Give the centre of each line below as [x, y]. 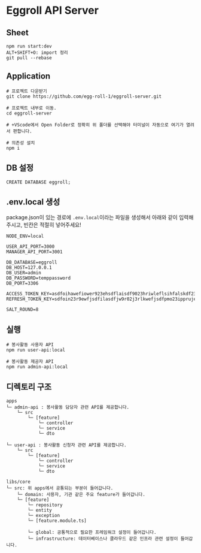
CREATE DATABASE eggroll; [38, 182]
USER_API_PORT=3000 [31, 247]
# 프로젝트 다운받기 [27, 91]
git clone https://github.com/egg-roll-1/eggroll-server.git [84, 96]
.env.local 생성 [33, 202]
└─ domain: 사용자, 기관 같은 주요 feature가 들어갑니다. [81, 495]
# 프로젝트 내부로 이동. [31, 108]
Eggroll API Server [52, 10]
